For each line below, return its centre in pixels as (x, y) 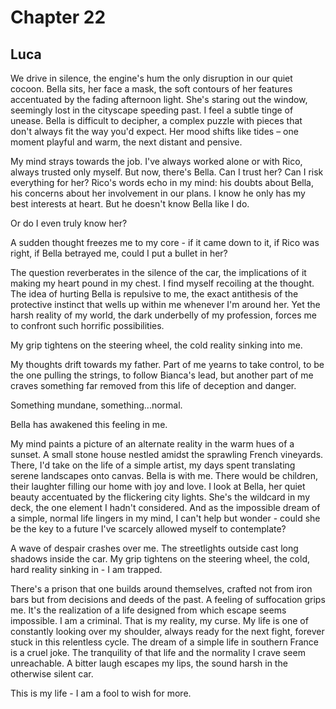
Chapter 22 (58, 17)
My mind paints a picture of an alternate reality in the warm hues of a (152, 444)
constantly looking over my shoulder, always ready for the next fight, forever (167, 631)
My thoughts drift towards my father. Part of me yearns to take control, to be (167, 364)
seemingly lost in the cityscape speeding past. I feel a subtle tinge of (152, 110)
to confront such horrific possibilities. (87, 325)
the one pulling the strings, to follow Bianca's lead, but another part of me (162, 375)
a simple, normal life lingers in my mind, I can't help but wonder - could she (165, 518)
